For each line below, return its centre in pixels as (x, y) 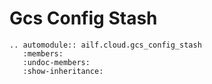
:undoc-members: (56, 62)
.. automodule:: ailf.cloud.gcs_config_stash (105, 45)
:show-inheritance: (63, 71)
